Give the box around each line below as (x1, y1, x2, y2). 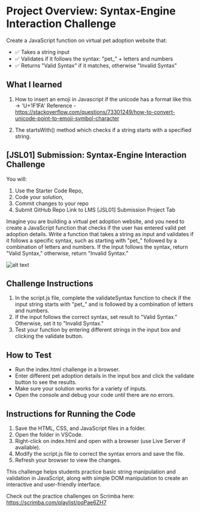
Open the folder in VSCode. (14, 431, 83, 438)
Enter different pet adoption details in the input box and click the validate (14, 372, 195, 380)
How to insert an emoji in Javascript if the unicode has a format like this (14, 95, 192, 103)
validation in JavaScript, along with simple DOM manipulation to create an (6, 475, 188, 481)
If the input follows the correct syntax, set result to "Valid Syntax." (14, 314, 178, 321)
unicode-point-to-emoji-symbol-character (14, 115, 120, 122)
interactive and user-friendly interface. (6, 481, 102, 488)
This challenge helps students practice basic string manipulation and (6, 468, 176, 475)
